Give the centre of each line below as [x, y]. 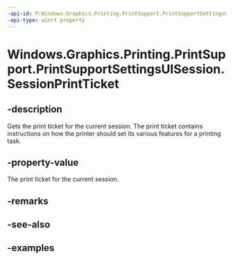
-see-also [29, 225]
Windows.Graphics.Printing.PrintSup [116, 54]
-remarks [28, 201]
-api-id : [20, 14]
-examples [31, 248]
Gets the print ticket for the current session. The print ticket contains [105, 126]
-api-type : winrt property [46, 20]
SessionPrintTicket [63, 84]
